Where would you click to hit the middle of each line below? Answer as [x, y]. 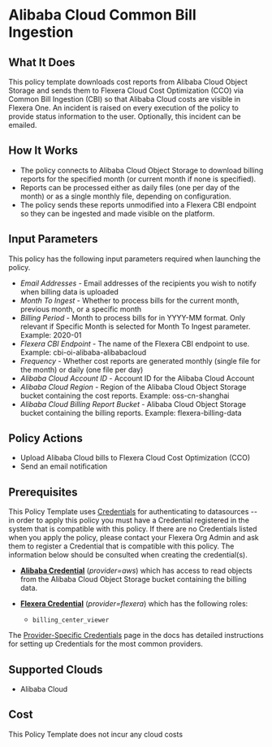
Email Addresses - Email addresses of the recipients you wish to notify [138, 283]
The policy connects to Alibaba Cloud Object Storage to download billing [142, 170]
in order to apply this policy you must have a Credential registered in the [129, 520]
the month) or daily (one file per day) [82, 369]
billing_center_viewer [71, 620]
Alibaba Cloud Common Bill [102, 15]
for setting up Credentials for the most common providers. [106, 644]
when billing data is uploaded [69, 291]
